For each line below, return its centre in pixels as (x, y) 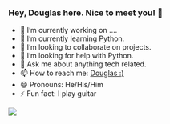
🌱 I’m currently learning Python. (72, 38)
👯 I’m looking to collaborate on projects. (85, 47)
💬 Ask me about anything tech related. (83, 64)
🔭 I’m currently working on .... (69, 30)
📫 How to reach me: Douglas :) (72, 73)
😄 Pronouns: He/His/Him (62, 85)
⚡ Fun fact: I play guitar (58, 94)
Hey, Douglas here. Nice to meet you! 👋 (85, 13)
